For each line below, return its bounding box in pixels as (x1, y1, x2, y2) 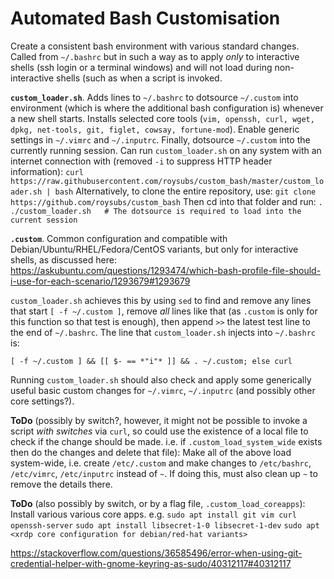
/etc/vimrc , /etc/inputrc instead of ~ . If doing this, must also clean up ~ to (10, 467, 318, 479)
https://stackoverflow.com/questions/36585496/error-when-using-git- (10, 547, 303, 559)
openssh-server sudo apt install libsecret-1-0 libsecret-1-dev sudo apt (10, 520, 320, 531)
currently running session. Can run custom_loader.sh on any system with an (10, 144, 322, 156)
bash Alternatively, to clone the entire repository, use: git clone (54, 185, 317, 197)
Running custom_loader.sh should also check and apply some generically (10, 373, 312, 386)
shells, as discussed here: (10, 253, 117, 266)
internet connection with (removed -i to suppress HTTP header (10, 155, 273, 167)
